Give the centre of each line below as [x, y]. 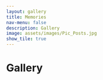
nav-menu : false [26, 22]
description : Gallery [33, 28]
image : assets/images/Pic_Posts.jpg [51, 34]
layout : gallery [26, 11]
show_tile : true [26, 39]
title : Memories [26, 17]
